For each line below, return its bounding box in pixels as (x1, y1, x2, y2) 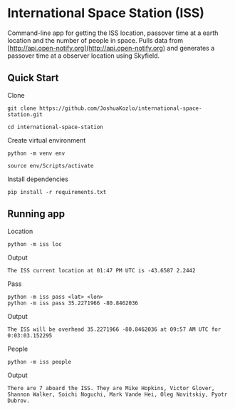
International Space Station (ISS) (7, 5, 205, 21)
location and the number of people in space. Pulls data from (7, 36, 184, 44)
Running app (7, 208, 66, 220)
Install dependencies (7, 175, 69, 183)
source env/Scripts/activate (7, 162, 94, 169)
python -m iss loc (7, 240, 62, 247)
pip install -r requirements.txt (7, 188, 107, 195)
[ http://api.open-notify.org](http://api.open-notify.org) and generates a (7, 43, 215, 52)
